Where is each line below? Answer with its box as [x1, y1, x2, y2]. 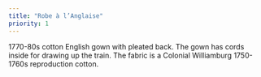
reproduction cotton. [29, 58, 99, 69]
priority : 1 [8, 19, 49, 28]
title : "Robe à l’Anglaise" [8, 11, 104, 20]
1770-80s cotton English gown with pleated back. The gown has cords [8, 41, 245, 51]
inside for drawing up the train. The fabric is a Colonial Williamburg [8, 50, 233, 60]
